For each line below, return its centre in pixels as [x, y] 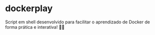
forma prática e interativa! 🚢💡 [35, 27]
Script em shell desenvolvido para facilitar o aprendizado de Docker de [77, 22]
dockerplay [29, 9]
